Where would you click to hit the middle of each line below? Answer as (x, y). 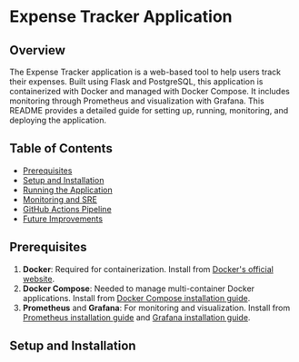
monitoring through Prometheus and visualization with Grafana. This (137, 101)
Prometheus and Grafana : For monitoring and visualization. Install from (156, 308)
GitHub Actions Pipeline (67, 209)
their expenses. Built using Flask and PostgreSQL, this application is (136, 82)
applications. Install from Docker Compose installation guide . (136, 298)
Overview (38, 50)
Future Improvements (62, 219)
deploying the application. (58, 120)
